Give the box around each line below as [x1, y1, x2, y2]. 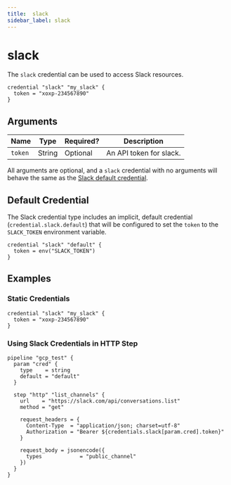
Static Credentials [7, 294, 70, 303]
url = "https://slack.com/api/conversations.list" [20, 398, 180, 405]
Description [124, 137, 164, 146]
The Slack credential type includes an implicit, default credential [7, 213, 193, 222]
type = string [20, 367, 71, 374]
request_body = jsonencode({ [20, 447, 105, 454]
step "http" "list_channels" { [13, 391, 105, 398]
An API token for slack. [106, 149, 181, 158]
